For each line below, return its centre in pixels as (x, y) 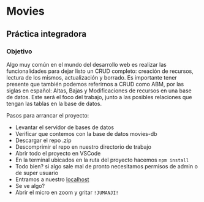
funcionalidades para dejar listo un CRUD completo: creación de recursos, (100, 71)
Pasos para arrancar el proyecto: (48, 115)
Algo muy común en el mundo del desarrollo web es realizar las (86, 64)
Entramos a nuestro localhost (52, 179)
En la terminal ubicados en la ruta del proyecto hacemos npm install (102, 160)
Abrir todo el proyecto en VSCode (58, 153)
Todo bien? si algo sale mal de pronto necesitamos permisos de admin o (106, 166)
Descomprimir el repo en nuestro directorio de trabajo (83, 147)
